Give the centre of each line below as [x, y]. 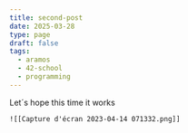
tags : [20, 52]
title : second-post [46, 18]
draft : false [34, 43]
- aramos [34, 60]
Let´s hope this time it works [62, 102]
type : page [30, 34]
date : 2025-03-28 [42, 26]
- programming [44, 77]
